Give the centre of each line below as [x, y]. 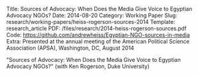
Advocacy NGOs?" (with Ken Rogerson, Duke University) [78, 66]
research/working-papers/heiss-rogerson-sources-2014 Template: [91, 22]
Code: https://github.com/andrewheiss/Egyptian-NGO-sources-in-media [98, 35]
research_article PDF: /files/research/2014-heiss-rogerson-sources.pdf [97, 28]
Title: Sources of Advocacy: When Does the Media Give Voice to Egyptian [99, 9]
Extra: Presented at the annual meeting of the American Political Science [98, 41]
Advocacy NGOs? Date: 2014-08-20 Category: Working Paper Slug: [92, 15]
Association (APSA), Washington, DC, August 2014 [70, 48]
